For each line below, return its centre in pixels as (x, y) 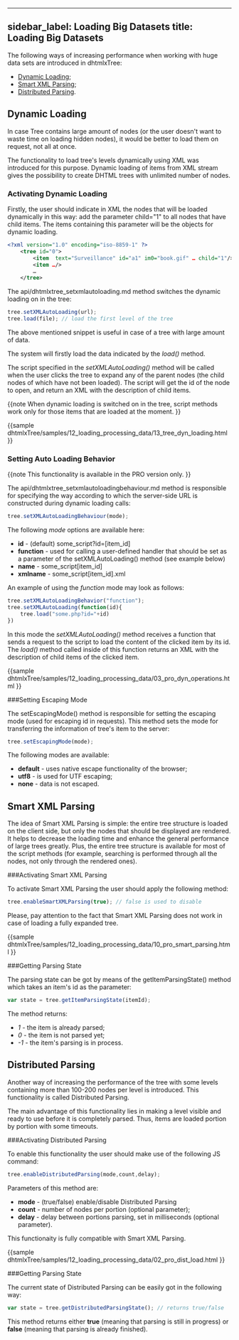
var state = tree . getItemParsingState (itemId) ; (79, 1001)
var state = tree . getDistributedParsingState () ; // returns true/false (116, 1308)
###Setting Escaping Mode (47, 700)
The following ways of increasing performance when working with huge (113, 55)
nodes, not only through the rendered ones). (72, 861)
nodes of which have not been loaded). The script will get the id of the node (118, 382)
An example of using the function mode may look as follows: (96, 588)
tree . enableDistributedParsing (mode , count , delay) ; (84, 1174)
